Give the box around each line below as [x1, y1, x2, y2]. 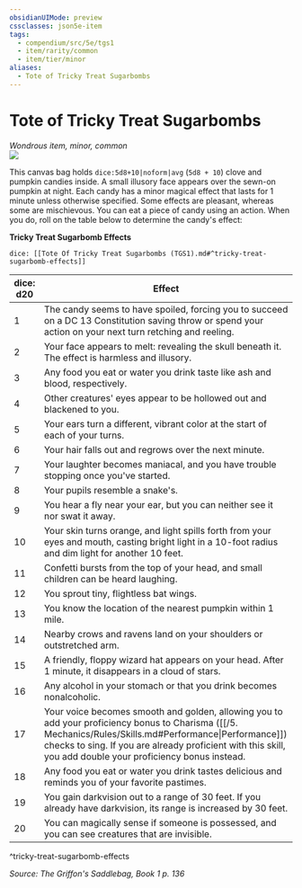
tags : [9, 30, 30, 39]
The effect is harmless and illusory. [43, 351, 192, 364]
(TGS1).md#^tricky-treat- [170, 249, 268, 258]
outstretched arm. [43, 639, 120, 652]
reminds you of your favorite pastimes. [43, 776, 207, 788]
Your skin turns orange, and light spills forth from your [43, 524, 271, 537]
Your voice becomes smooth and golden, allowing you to [43, 705, 283, 717]
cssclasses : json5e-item [9, 22, 102, 31]
